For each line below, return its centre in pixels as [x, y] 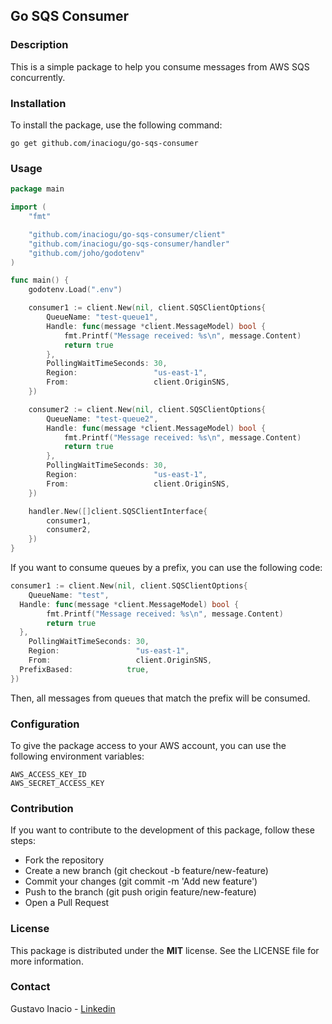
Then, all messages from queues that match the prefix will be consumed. [160, 698]
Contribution [42, 808]
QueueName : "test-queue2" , [102, 419]
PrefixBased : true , [84, 669]
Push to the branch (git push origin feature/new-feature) [140, 892]
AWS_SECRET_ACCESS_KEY [57, 783]
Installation [38, 103]
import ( [28, 207]
